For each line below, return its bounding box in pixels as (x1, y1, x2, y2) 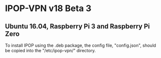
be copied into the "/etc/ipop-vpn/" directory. (5, 48, 96, 53)
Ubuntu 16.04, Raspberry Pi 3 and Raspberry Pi (5, 22, 150, 30)
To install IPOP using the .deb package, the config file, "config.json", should (5, 43, 156, 48)
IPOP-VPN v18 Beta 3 (5, 3, 92, 14)
